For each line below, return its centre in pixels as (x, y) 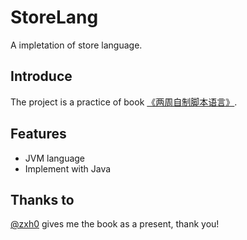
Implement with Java (68, 168)
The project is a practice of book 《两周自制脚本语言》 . (124, 102)
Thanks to (42, 199)
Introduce (41, 76)
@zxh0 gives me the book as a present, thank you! (115, 224)
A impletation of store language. (76, 45)
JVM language (55, 158)
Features (38, 134)
